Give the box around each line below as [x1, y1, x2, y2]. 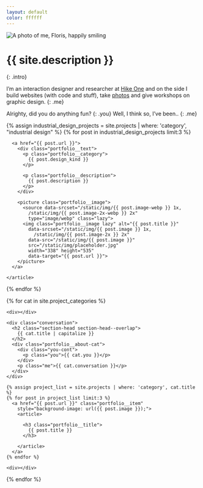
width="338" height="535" [28, 248, 95, 254]
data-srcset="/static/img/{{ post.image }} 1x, [28, 227, 152, 233]
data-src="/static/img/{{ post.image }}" [28, 237, 136, 243]
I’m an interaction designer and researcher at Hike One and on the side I [6, 85, 188, 93]
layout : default [6, 9, 48, 15]
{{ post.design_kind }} [28, 157, 89, 163]
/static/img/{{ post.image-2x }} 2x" [33, 231, 130, 238]
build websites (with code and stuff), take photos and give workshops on [6, 91, 190, 99]
